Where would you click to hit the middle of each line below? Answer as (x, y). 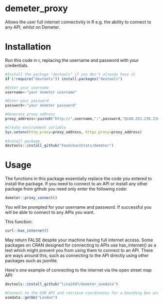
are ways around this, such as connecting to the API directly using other (77, 255)
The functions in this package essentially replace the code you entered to (78, 179)
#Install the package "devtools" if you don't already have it (70, 74)
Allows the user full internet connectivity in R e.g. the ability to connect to (78, 22)
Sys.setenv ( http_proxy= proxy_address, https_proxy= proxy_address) (73, 132)
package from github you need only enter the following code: (66, 189)
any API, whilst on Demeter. (33, 27)
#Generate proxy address (30, 114)
